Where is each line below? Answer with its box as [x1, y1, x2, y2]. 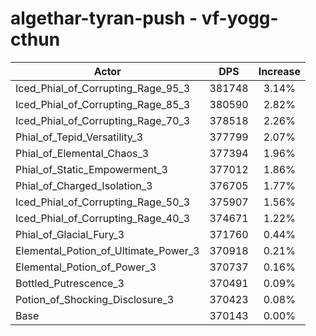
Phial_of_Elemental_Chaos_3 [15, 146, 150, 160]
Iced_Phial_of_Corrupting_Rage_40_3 [15, 211, 191, 225]
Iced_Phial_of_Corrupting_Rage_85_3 [15, 97, 191, 111]
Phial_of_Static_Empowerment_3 [15, 162, 168, 176]
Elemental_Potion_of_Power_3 [15, 260, 157, 274]
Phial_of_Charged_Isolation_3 [15, 178, 153, 192]
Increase [258, 64, 302, 78]
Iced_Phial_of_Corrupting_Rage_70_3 [15, 113, 191, 127]
